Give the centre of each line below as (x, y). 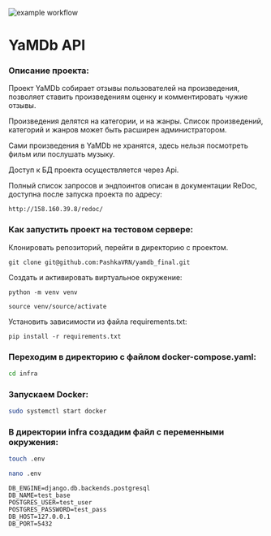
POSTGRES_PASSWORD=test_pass (58, 510)
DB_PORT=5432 (30, 524)
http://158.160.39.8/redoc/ (56, 210)
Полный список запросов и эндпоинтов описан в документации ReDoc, (133, 186)
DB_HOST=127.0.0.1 (39, 517)
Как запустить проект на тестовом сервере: (101, 230)
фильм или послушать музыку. (62, 154)
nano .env (25, 474)
